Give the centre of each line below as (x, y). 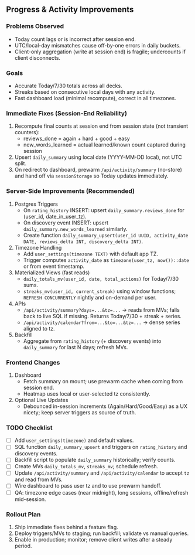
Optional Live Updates (41, 400)
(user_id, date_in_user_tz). (55, 216)
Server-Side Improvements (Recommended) (71, 191)
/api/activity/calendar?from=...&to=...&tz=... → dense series (102, 322)
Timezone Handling (38, 247)
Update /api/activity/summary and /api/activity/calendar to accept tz (102, 473)
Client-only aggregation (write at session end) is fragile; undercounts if (100, 52)
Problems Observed (35, 26)
